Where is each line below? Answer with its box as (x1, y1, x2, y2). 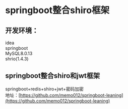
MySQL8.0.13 (5, 51, 33, 56)
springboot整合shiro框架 (5, 5, 110, 16)
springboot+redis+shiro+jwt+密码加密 (5, 86, 84, 92)
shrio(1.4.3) (5, 56, 29, 62)
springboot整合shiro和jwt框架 (5, 71, 100, 80)
